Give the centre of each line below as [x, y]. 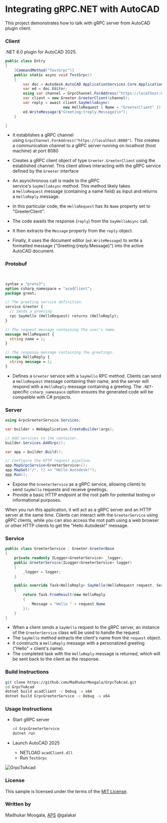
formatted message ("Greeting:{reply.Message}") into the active [78, 246]
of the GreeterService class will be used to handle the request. [76, 632]
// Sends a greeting [31, 311]
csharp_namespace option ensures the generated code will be [91, 392]
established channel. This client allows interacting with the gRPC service [87, 166]
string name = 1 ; [28, 339]
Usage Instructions [29, 709]
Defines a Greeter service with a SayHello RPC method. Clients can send [87, 376]
